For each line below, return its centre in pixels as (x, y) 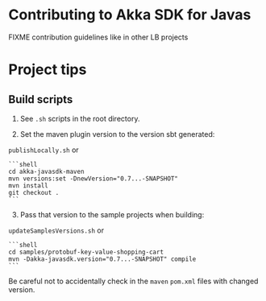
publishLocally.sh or (44, 150)
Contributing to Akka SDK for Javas (130, 15)
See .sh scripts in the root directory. (80, 118)
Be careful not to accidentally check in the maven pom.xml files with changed (133, 281)
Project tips (48, 70)
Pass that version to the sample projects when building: (112, 214)
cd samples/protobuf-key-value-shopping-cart (86, 252)
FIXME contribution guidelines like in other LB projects (98, 37)
